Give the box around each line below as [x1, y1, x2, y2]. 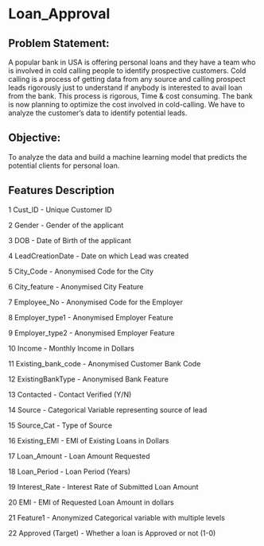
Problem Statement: [8, 37, 110, 50]
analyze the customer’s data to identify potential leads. [8, 108, 188, 118]
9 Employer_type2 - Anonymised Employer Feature [8, 327, 175, 338]
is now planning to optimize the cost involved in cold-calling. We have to [8, 100, 245, 109]
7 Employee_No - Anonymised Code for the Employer [8, 297, 184, 307]
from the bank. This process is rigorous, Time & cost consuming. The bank [8, 91, 253, 100]
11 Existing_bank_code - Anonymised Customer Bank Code [8, 358, 201, 368]
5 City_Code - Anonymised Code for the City [8, 266, 153, 276]
